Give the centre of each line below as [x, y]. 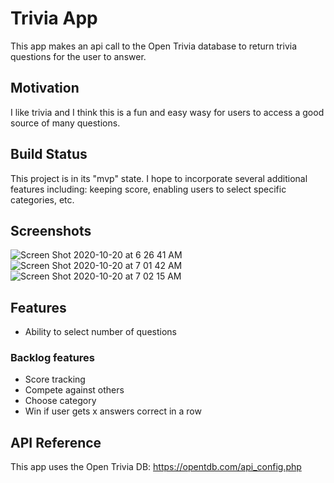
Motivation [45, 88]
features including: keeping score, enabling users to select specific [148, 189]
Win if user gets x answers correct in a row [113, 411]
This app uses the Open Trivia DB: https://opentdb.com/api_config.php [156, 467]
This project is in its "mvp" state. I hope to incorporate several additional [159, 178]
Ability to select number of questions [100, 332]
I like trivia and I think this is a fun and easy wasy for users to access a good [167, 112]
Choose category [60, 401]
